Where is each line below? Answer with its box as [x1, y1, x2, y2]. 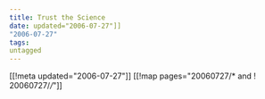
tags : [9, 37, 29, 47]
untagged [9, 46, 42, 55]
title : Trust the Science [9, 12, 105, 22]
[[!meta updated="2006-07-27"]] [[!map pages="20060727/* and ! [9, 70, 257, 81]
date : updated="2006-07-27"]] [9, 21, 122, 30]
